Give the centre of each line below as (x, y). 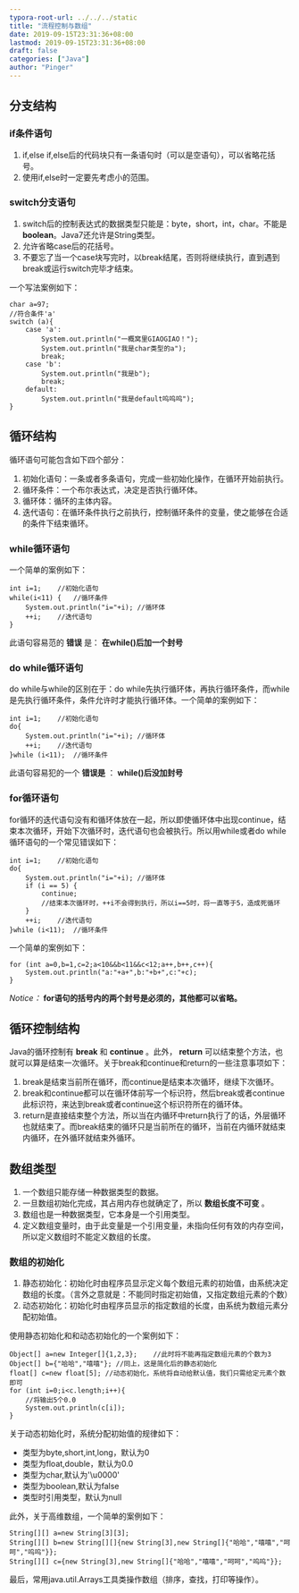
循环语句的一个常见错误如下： (64, 842)
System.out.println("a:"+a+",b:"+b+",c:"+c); (112, 972)
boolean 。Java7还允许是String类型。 (91, 234)
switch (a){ (31, 322)
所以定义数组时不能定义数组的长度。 (89, 1237)
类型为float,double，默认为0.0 (78, 1464)
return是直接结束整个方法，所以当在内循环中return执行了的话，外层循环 (154, 1115)
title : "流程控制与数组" (50, 26)
